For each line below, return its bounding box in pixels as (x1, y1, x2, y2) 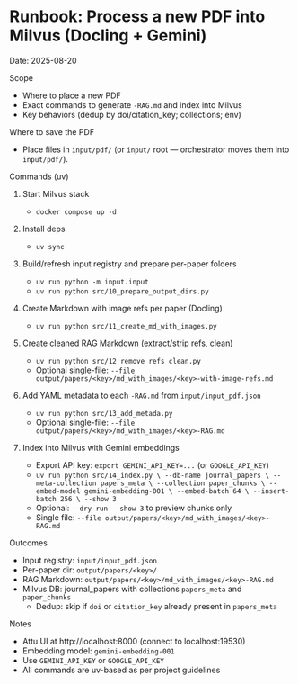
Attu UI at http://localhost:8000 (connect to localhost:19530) (22, 635, 246, 646)
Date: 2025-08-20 (9, 55, 78, 66)
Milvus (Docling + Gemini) (9, 25, 207, 46)
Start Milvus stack (22, 188, 90, 199)
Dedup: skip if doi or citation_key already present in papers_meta (35, 600, 277, 611)
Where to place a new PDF (22, 90, 121, 101)
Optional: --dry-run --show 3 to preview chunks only (35, 502, 232, 513)
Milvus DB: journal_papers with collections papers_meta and (22, 583, 242, 594)
